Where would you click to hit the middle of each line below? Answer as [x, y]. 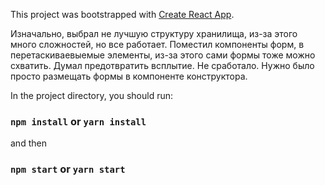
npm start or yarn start [68, 169]
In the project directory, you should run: [92, 95]
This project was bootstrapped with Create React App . [122, 14]
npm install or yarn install [78, 121]
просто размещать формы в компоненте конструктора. [129, 76]
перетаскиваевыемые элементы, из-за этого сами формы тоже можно [163, 55]
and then [28, 143]
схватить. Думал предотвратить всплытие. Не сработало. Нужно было [162, 65]
